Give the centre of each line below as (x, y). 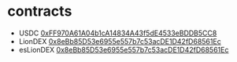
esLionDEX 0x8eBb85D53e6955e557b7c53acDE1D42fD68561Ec (124, 49)
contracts (40, 11)
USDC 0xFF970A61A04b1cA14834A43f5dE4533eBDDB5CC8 (118, 33)
